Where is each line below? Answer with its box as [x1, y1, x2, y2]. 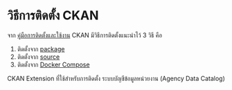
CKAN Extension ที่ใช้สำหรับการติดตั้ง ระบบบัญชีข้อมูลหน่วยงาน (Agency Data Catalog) [7, 74, 225, 82]
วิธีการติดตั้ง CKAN [7, 8, 99, 24]
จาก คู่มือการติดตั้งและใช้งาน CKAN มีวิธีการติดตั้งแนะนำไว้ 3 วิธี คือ [7, 30, 163, 39]
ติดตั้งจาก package [17, 44, 65, 53]
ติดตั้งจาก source [17, 53, 60, 61]
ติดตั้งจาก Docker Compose [17, 60, 90, 69]
